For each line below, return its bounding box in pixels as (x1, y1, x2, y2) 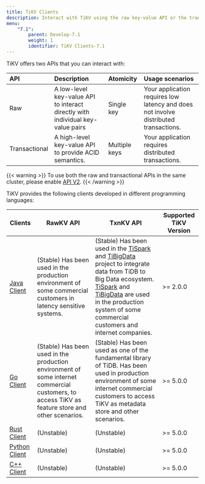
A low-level (54, 84, 88, 93)
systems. (37, 309, 63, 318)
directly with (54, 108, 90, 116)
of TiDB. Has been (95, 361, 148, 370)
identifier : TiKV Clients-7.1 (28, 43, 105, 50)
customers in (37, 294, 74, 302)
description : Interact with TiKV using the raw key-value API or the (6, 15, 187, 21)
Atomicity (108, 74, 137, 83)
